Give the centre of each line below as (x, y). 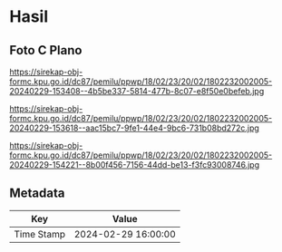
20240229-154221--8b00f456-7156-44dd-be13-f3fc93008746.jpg (135, 165)
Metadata (37, 194)
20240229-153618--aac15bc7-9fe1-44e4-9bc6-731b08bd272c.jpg (135, 128)
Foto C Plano (46, 50)
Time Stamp (40, 234)
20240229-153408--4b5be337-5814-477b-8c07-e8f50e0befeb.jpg (137, 91)
